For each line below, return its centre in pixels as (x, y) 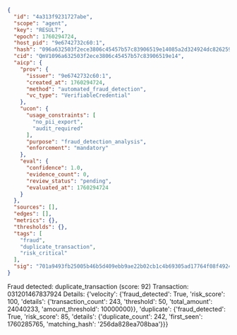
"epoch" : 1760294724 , (45, 36)
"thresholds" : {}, (41, 227)
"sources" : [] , (36, 207)
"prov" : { (35, 69)
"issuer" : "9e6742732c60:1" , (69, 76)
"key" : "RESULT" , (39, 30)
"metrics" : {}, (36, 221)
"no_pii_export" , (58, 122)
